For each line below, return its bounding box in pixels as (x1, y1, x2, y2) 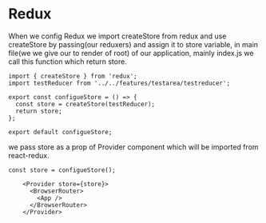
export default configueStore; (8, 128, 113, 136)
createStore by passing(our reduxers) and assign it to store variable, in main (8, 39, 258, 49)
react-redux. (8, 150, 50, 160)
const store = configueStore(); (8, 165, 116, 174)
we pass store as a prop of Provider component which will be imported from (8, 141, 259, 152)
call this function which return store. (8, 57, 128, 66)
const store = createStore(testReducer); (15, 100, 156, 108)
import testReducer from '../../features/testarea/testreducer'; (8, 79, 230, 87)
